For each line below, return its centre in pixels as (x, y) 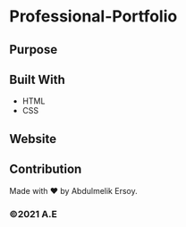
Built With (37, 79)
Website (33, 139)
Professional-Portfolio (93, 17)
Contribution (46, 169)
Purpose (34, 50)
